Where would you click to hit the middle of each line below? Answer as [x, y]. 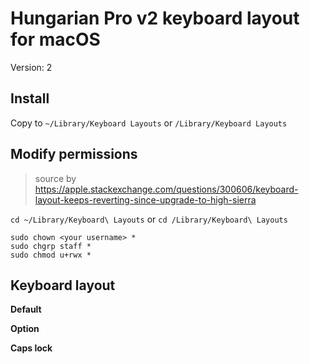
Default [26, 309]
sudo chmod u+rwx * [51, 255]
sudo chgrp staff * [51, 246]
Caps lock [31, 348]
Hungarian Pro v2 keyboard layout [155, 18]
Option [25, 329]
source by [55, 178]
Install [30, 98]
